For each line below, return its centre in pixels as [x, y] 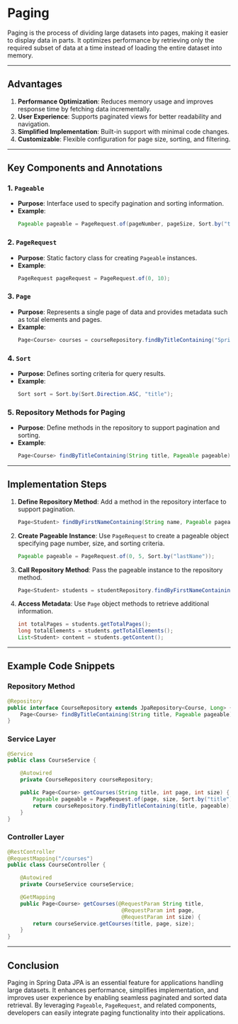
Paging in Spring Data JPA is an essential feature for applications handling [115, 983]
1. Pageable [26, 188]
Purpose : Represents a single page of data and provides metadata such [123, 312]
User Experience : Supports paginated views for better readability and [119, 116]
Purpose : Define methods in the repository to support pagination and [119, 428]
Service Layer [32, 739]
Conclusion [33, 965]
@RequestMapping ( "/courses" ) [50, 858]
